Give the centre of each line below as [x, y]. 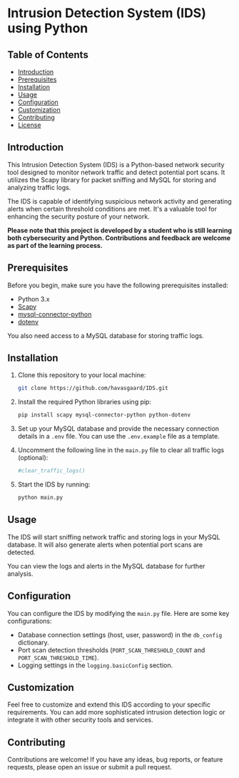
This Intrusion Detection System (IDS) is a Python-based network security [116, 164]
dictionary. [34, 642]
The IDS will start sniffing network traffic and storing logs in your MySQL [114, 537]
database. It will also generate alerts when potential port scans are [105, 544]
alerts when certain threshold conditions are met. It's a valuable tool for [112, 209]
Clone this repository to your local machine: [82, 375]
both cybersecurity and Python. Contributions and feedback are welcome [119, 238]
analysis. [20, 574]
